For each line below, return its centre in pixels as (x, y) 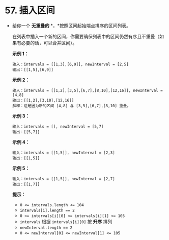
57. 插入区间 (30, 10)
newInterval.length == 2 (46, 228)
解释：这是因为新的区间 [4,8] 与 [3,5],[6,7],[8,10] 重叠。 (71, 106)
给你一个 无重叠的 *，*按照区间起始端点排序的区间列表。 (71, 26)
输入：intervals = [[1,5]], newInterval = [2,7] (63, 179)
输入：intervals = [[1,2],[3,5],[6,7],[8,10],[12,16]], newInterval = (88, 90)
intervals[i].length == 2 (47, 210)
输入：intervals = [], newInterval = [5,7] (58, 126)
